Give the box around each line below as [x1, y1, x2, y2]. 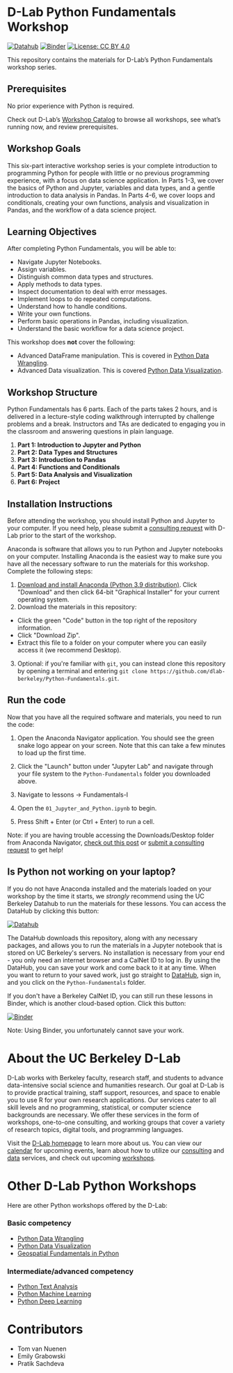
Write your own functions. [17, 309, 92, 318]
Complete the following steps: [7, 567, 93, 575]
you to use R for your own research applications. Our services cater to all [7, 1096, 217, 1104]
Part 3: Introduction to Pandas [17, 456, 106, 464]
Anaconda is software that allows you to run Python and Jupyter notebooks [7, 545, 224, 553]
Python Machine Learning [17, 1290, 92, 1298]
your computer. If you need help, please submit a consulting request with [7, 524, 217, 532]
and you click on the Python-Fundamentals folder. [7, 978, 146, 986]
